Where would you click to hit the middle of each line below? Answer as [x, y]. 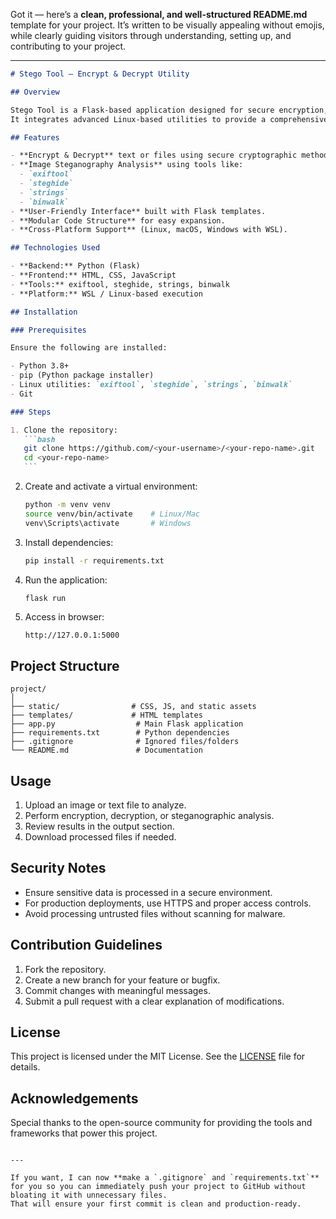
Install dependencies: [69, 542]
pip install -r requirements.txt [94, 560]
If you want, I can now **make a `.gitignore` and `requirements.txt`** [165, 1178]
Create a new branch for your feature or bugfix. [122, 980]
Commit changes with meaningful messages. [117, 990]
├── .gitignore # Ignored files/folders [125, 742]
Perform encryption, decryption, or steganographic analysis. [149, 815]
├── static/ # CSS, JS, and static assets [133, 707]
